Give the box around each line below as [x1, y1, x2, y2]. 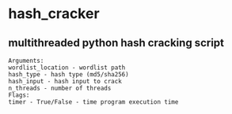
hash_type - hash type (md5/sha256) [8, 71, 129, 79]
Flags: [8, 91, 30, 99]
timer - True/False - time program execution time [8, 98, 179, 106]
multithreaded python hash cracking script [8, 36, 224, 50]
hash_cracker [8, 5, 101, 23]
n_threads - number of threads [8, 84, 112, 92]
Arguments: [8, 57, 44, 64]
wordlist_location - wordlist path [8, 64, 126, 72]
